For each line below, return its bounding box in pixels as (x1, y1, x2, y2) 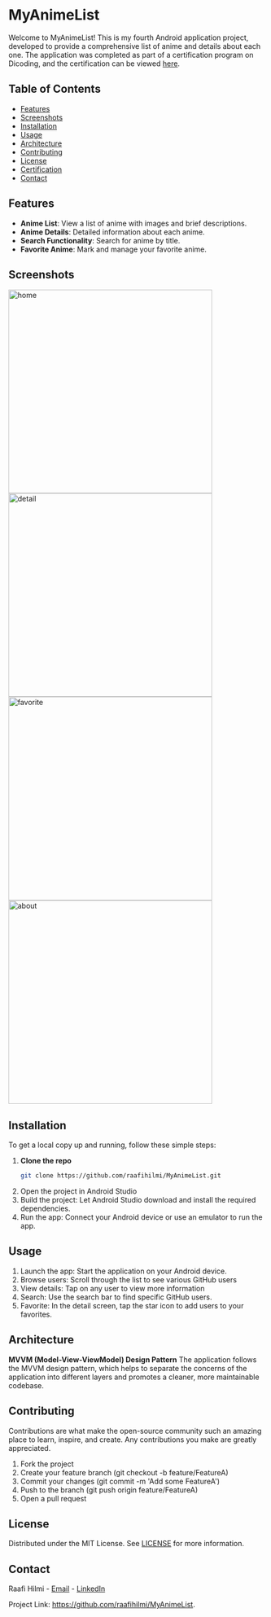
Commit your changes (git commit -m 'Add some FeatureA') (20, 1476, 221, 1486)
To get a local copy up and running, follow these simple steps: (8, 1140, 216, 1150)
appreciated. (8, 1443, 51, 1453)
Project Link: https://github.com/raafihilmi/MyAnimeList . (8, 1600, 195, 1610)
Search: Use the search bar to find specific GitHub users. (20, 1292, 212, 1302)
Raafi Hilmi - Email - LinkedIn (8, 1584, 106, 1593)
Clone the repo (20, 1156, 72, 1166)
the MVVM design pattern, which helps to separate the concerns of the (8, 1363, 247, 1373)
